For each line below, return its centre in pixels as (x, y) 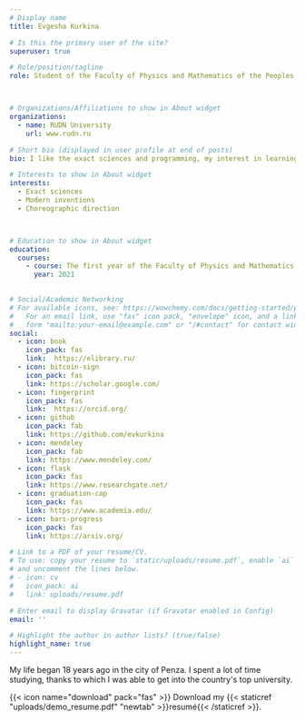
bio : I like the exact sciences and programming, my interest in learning (154, 158)
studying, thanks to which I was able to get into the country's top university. (151, 679)
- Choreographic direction (69, 208)
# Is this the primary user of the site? (89, 43)
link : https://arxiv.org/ (75, 536)
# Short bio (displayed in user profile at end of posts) (121, 150)
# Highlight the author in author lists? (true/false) (115, 636)
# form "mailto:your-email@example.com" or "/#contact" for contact (146, 325)
